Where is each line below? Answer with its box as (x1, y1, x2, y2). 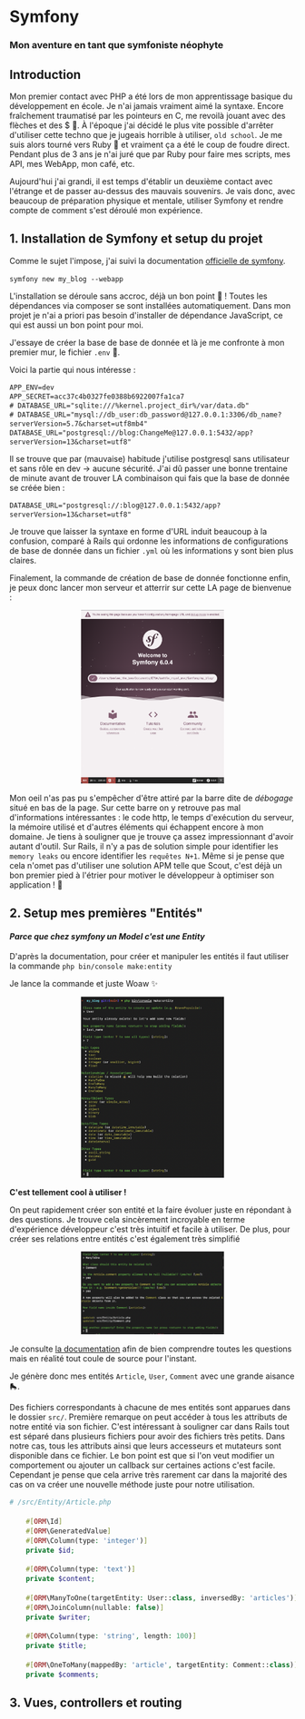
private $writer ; (25, 1613, 92, 1622)
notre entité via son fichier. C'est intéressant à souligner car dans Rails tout (9, 1421, 290, 1432)
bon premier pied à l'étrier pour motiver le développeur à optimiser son (9, 869, 275, 880)
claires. (9, 555, 37, 565)
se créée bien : (9, 482, 65, 493)
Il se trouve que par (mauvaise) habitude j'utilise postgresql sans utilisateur (9, 453, 290, 464)
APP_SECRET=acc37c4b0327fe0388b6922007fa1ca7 (9, 392, 184, 401)
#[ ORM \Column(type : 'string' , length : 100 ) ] (25, 1632, 197, 1641)
